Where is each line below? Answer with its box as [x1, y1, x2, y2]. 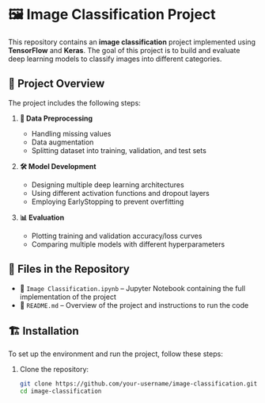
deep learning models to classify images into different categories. [8, 54, 222, 63]
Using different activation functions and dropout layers [31, 188, 210, 198]
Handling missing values [31, 129, 112, 138]
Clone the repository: [19, 365, 89, 374]
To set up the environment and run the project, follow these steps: [8, 349, 223, 359]
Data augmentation [31, 137, 94, 147]
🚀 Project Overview [8, 77, 105, 90]
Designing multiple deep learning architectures [31, 179, 184, 190]
